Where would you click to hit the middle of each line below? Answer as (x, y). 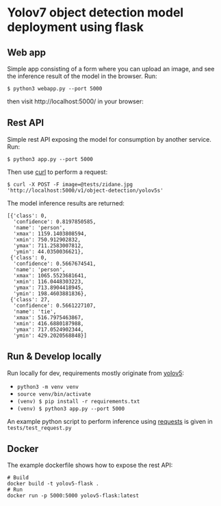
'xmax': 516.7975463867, (49, 317)
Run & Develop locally (54, 356)
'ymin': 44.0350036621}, (49, 251)
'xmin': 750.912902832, (47, 240)
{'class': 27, (30, 299)
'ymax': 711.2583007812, (49, 245)
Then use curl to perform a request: (57, 172)
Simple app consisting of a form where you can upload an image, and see (111, 69)
